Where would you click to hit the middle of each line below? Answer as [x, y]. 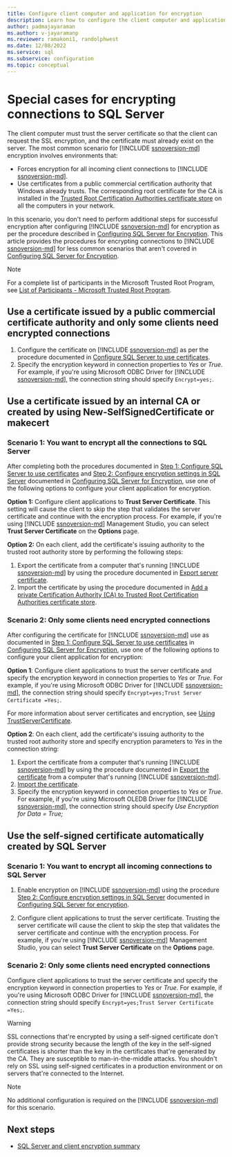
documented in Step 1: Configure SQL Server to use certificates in [101, 643]
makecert [28, 423]
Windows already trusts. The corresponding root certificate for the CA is [120, 190]
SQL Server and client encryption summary [78, 1146]
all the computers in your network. [66, 206]
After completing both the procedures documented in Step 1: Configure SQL [115, 466]
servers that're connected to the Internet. [66, 1073]
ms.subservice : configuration [51, 59]
